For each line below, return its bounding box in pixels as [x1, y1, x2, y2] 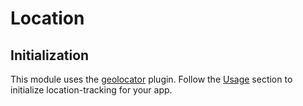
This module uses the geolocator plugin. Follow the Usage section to [10, 73, 293, 85]
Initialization [10, 47, 90, 64]
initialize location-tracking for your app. [10, 84, 173, 96]
